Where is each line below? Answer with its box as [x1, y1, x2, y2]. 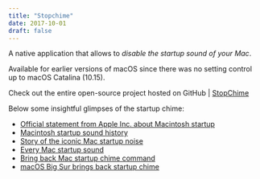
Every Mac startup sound [19, 145, 105, 155]
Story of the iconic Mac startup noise [19, 136, 143, 146]
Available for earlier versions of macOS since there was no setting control [8, 64, 252, 74]
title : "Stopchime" [8, 11, 74, 20]
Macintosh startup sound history [19, 128, 129, 137]
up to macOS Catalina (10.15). [8, 73, 106, 83]
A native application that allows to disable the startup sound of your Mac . [8, 49, 252, 59]
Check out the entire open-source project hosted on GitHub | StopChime [8, 88, 250, 98]
